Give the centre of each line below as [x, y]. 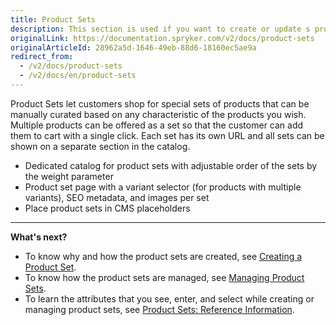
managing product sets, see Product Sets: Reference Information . [159, 309]
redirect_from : [42, 57]
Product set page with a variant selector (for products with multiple [163, 187]
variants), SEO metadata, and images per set [117, 197]
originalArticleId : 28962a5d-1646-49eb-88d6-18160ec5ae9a [133, 47]
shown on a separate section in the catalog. [100, 146]
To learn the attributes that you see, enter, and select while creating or [169, 298]
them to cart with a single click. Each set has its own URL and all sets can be [167, 135]
